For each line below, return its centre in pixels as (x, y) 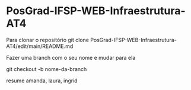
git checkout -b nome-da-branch (47, 69)
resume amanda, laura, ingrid (42, 81)
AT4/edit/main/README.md (40, 46)
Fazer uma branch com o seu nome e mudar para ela (71, 57)
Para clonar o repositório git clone (47, 40)
